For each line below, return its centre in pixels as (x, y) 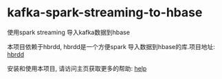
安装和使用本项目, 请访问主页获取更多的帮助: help (77, 68)
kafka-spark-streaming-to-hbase (105, 13)
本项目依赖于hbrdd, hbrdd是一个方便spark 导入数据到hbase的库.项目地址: (111, 46)
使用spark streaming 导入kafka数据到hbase (69, 32)
